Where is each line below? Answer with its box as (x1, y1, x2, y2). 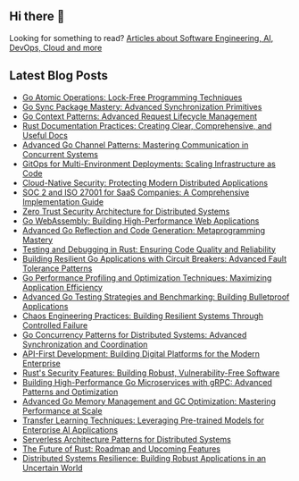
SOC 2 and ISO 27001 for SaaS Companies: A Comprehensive (21, 187, 250, 198)
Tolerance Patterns (21, 263, 93, 274)
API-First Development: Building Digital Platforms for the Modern (21, 348, 261, 359)
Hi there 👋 (9, 9, 65, 24)
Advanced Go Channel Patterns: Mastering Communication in (21, 139, 249, 150)
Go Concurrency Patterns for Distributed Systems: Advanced (21, 329, 247, 340)
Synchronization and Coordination (21, 339, 148, 350)
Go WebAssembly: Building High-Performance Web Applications (21, 215, 260, 226)
